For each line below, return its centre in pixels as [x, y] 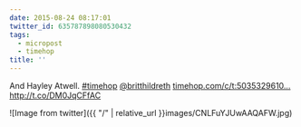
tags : [19, 34]
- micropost [40, 43]
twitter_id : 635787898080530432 [70, 26]
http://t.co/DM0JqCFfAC [55, 95]
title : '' [28, 60]
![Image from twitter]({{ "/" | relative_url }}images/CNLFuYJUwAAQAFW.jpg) [151, 113]
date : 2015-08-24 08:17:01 [60, 18]
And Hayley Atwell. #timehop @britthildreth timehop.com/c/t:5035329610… [150, 86]
